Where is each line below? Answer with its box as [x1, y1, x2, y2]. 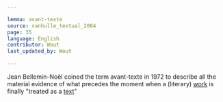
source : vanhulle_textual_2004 [7, 22, 96, 29]
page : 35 [7, 29, 32, 36]
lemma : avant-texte [7, 16, 63, 23]
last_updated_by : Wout [7, 48, 72, 55]
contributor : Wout [7, 42, 60, 49]
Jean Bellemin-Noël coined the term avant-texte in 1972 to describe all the [7, 73, 217, 81]
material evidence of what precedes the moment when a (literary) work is [7, 80, 214, 88]
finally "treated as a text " [7, 87, 77, 95]
